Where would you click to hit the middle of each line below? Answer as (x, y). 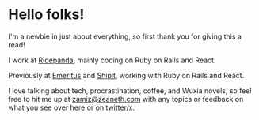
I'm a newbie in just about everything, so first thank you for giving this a (125, 36)
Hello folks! (46, 15)
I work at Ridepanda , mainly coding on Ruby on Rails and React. (112, 60)
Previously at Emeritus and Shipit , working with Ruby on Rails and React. (126, 75)
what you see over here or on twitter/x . (72, 107)
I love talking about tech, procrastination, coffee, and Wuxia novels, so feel (130, 90)
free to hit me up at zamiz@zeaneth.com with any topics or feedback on (126, 99)
